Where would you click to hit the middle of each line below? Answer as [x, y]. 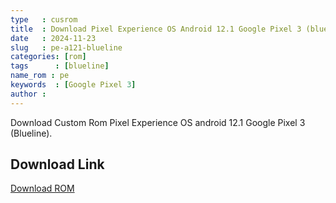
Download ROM [42, 188]
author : [28, 94]
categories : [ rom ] [48, 57]
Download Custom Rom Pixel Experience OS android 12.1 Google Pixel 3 [158, 122]
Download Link [57, 164]
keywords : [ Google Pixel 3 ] [73, 85]
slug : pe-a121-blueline [66, 47]
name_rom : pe [40, 76]
